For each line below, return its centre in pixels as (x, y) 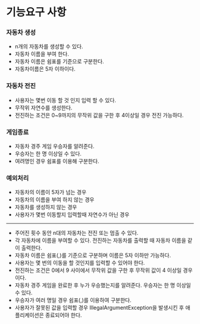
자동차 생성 (21, 32)
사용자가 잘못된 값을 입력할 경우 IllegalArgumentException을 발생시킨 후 (99, 308)
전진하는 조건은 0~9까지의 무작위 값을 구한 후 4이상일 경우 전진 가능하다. (99, 115)
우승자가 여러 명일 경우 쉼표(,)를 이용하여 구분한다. (73, 300)
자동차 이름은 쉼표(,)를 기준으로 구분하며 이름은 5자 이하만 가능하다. (93, 255)
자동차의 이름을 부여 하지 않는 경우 (54, 200)
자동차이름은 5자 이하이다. (45, 69)
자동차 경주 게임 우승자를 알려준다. (54, 146)
